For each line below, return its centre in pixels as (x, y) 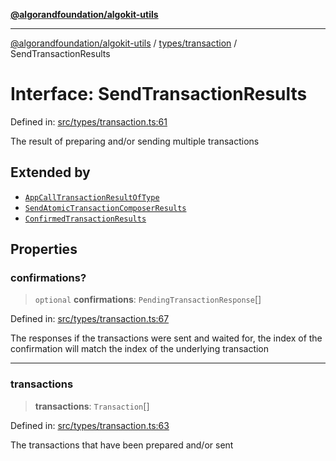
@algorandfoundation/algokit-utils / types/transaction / (124, 43)
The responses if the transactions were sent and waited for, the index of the (166, 338)
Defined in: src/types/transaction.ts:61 (89, 121)
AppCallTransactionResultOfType (92, 197)
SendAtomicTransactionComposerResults (105, 208)
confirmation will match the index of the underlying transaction (140, 349)
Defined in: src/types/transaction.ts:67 (90, 319)
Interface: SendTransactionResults (159, 94)
